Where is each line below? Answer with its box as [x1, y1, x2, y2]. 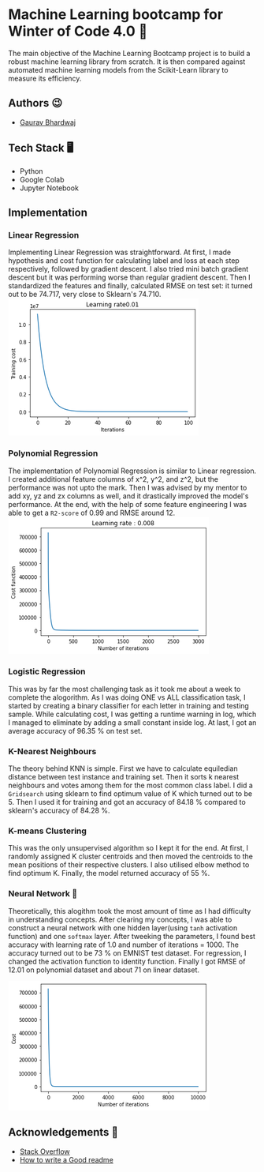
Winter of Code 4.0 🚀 [8, 22, 148, 40]
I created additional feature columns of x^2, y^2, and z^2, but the [8, 474, 219, 483]
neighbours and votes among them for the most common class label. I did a [8, 780, 254, 791]
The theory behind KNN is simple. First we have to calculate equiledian [8, 764, 238, 773]
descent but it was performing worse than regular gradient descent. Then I [8, 272, 251, 282]
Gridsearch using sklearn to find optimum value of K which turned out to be [8, 789, 253, 798]
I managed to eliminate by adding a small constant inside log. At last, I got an [8, 717, 257, 727]
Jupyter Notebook [19, 183, 79, 193]
